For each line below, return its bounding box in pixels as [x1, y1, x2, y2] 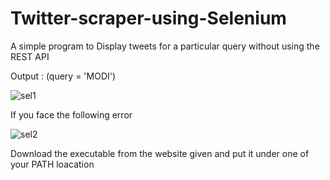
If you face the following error [10, 108, 133, 121]
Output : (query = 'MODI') [10, 70, 117, 82]
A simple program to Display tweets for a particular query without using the [10, 40, 320, 52]
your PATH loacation [10, 158, 95, 170]
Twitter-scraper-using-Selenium [10, 7, 287, 30]
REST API [10, 50, 50, 62]
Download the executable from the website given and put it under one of [10, 147, 310, 159]
